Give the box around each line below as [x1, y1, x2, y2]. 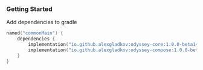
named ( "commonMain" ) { [6, 30, 63, 36]
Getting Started [6, 5, 53, 13]
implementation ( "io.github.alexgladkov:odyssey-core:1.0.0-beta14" [28, 42, 201, 48]
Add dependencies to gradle [6, 19, 77, 26]
